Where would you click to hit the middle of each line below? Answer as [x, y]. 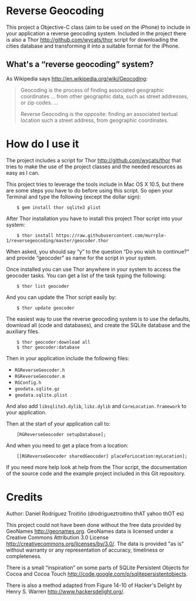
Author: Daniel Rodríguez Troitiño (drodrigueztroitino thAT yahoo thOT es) [95, 513]
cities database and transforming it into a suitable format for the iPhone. [93, 46]
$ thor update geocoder [46, 308]
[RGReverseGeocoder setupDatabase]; [62, 434]
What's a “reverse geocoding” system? [80, 64]
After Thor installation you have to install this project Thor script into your [94, 218]
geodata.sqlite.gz [37, 389]
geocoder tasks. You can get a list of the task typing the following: [86, 275]
